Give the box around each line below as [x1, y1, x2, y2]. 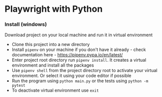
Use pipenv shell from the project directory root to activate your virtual [11, 68, 158, 73]
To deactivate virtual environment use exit [11, 87, 99, 94]
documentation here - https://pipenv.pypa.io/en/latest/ [11, 52, 123, 58]
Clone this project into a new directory [11, 42, 90, 48]
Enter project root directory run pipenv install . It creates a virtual [11, 57, 147, 63]
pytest [11, 83, 26, 88]
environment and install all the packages [11, 62, 94, 68]
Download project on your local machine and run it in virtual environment [4, 32, 153, 38]
